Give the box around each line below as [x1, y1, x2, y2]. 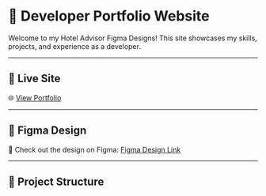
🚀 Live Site [8, 72, 61, 85]
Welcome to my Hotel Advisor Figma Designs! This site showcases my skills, [8, 33, 257, 43]
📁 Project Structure [8, 175, 104, 188]
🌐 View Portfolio [8, 92, 62, 102]
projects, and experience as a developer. [8, 41, 141, 51]
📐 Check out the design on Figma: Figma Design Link [8, 145, 181, 154]
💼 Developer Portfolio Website [8, 7, 210, 25]
